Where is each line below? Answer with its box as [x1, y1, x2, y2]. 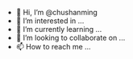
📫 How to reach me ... [15, 42, 91, 51]
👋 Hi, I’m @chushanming [15, 8, 98, 17]
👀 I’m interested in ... [15, 16, 85, 26]
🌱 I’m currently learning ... [15, 25, 102, 33]
